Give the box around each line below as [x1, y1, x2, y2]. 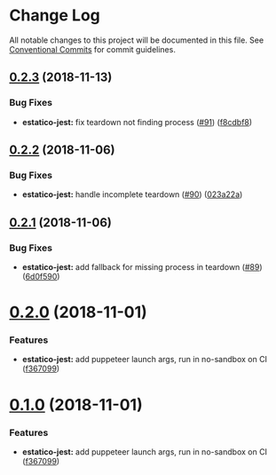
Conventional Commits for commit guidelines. [9, 44, 176, 54]
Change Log [9, 5, 100, 26]
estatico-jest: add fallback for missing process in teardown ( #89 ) [21, 262, 263, 272]
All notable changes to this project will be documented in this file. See [9, 35, 264, 45]
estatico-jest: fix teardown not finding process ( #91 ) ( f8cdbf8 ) [21, 116, 253, 127]
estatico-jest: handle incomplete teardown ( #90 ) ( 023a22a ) [21, 189, 243, 200]
